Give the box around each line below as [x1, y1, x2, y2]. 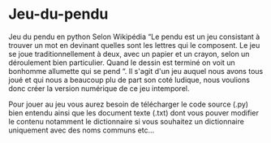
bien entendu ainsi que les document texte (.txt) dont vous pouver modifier [8, 107, 260, 118]
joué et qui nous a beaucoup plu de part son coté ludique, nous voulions [8, 75, 250, 84]
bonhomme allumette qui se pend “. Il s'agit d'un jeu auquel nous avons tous [8, 66, 264, 76]
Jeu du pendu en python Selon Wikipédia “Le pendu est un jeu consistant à [8, 32, 260, 41]
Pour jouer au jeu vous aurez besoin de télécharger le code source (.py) [8, 99, 249, 109]
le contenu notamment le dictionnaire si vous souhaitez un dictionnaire [8, 116, 245, 126]
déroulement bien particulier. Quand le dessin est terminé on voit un [8, 58, 235, 67]
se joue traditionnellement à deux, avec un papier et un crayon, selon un [8, 49, 250, 58]
